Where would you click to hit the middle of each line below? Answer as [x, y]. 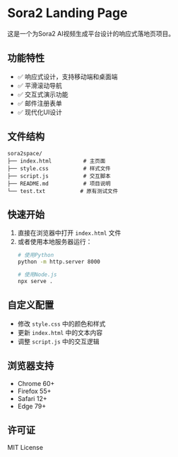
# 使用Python [36, 255]
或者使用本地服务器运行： [55, 242]
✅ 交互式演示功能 [43, 94]
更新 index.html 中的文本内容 [60, 332]
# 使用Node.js [37, 275]
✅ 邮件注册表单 [40, 103]
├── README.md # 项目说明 [59, 183]
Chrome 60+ [36, 383]
